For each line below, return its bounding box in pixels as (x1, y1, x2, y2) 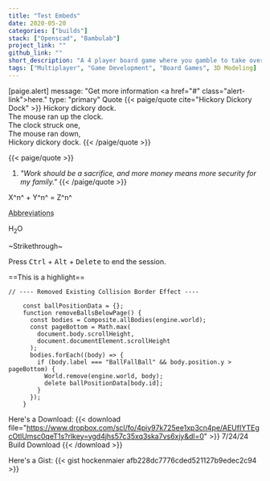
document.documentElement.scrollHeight (37, 336, 171, 345)
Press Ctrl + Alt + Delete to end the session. (8, 256, 166, 266)
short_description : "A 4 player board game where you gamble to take (8, 57, 247, 65)
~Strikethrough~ (8, 241, 63, 251)
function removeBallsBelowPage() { (22, 308, 142, 317)
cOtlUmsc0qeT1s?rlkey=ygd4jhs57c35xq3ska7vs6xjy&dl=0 (8, 431, 205, 441)
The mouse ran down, (8, 128, 81, 138)
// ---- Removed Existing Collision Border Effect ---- (8, 287, 199, 296)
